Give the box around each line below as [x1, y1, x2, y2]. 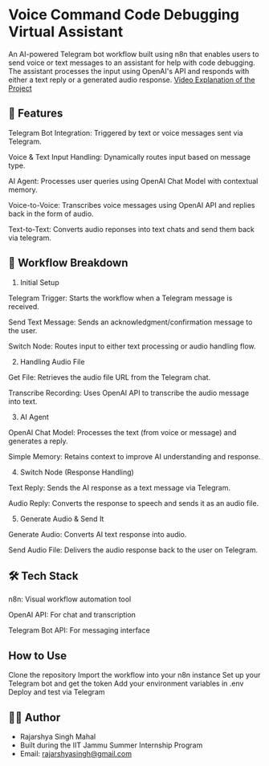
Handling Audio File [19, 357, 85, 366]
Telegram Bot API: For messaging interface [8, 625, 150, 635]
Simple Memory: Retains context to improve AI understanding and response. [8, 451, 261, 461]
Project [8, 83, 32, 93]
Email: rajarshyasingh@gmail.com [19, 749, 132, 758]
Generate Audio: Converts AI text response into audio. [8, 529, 187, 539]
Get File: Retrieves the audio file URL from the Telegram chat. [8, 372, 211, 382]
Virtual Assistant [8, 22, 124, 41]
